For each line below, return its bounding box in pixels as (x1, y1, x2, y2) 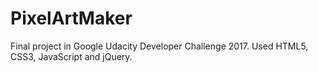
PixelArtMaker (10, 7, 133, 30)
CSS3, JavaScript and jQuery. (10, 50, 133, 62)
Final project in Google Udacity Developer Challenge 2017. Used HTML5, (10, 40, 309, 52)
